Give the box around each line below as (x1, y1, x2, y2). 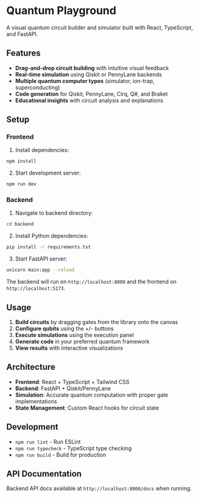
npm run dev (6, 181, 37, 187)
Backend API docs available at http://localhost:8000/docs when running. (6, 485, 192, 492)
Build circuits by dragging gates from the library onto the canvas (15, 318, 178, 325)
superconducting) (15, 84, 60, 91)
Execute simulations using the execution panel (15, 331, 134, 339)
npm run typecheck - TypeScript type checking (15, 444, 132, 452)
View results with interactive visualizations (15, 344, 124, 352)
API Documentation (6, 468, 82, 479)
